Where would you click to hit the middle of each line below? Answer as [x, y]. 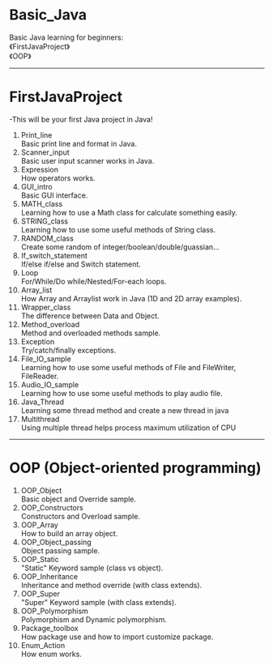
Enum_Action [43, 645]
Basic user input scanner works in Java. [87, 160]
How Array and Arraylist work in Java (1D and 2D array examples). [131, 298]
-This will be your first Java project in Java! [81, 119]
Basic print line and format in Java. [79, 143]
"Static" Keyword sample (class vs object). [92, 568]
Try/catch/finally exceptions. [68, 350]
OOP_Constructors [52, 507]
